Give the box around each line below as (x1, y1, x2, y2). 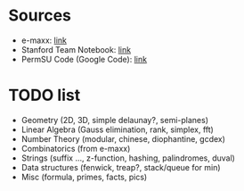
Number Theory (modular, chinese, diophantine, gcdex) (20, 133, 226, 144)
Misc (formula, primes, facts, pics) (20, 171, 148, 182)
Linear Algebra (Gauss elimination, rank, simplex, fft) (20, 124, 215, 135)
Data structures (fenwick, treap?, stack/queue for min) (20, 162, 221, 172)
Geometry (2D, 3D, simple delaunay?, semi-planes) (20, 114, 209, 125)
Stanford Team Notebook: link (20, 44, 131, 54)
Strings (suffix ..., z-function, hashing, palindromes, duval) (20, 153, 235, 163)
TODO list (8, 86, 81, 105)
